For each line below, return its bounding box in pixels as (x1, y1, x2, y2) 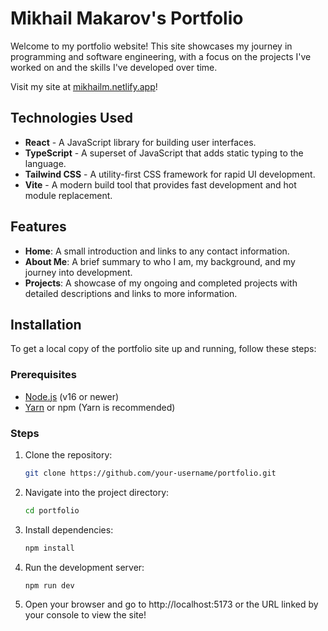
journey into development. (24, 266, 133, 278)
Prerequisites (10, 368, 77, 382)
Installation (10, 316, 82, 333)
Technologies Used (10, 110, 133, 127)
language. (24, 157, 67, 169)
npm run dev (24, 580, 75, 591)
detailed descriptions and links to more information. (24, 287, 238, 299)
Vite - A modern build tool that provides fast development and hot (24, 178, 297, 191)
